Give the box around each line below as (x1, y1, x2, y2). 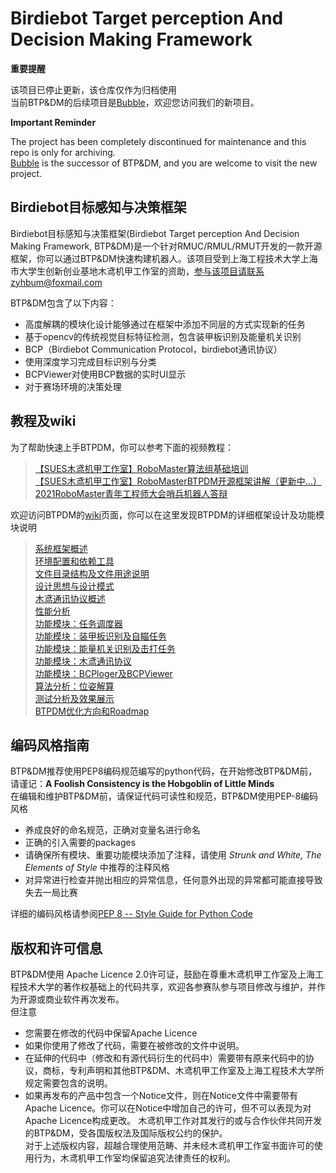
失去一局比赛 (24, 887, 78, 899)
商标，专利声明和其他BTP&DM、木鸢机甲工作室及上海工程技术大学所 (42, 1065, 325, 1077)
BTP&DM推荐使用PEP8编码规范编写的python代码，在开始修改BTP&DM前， (10, 765, 318, 777)
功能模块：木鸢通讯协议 (34, 655, 132, 667)
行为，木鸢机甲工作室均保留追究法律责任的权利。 (33, 1152, 236, 1164)
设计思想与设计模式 (34, 580, 115, 592)
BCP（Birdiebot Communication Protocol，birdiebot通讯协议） (24, 343, 283, 355)
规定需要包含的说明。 (24, 1077, 113, 1089)
